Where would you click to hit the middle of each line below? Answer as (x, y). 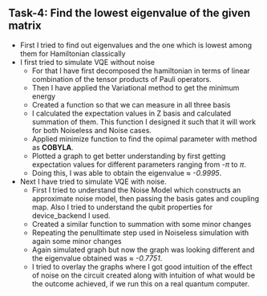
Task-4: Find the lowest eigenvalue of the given (129, 13)
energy (44, 96)
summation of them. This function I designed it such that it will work (144, 122)
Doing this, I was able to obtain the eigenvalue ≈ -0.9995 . (127, 172)
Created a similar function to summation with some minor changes (142, 224)
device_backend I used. (71, 215)
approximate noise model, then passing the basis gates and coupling (146, 198)
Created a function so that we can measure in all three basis (131, 104)
